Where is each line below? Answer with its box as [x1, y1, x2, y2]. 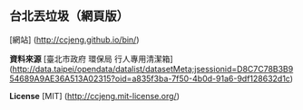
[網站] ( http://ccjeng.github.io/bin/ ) [9, 34, 140, 45]
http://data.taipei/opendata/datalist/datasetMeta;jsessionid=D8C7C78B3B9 [12, 63, 294, 74]
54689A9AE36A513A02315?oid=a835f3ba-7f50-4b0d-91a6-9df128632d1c [9, 73, 290, 84]
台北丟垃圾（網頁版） [9, 8, 129, 24]
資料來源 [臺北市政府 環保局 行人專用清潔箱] [9, 53, 174, 64]
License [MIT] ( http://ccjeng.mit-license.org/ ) [9, 90, 180, 101]
